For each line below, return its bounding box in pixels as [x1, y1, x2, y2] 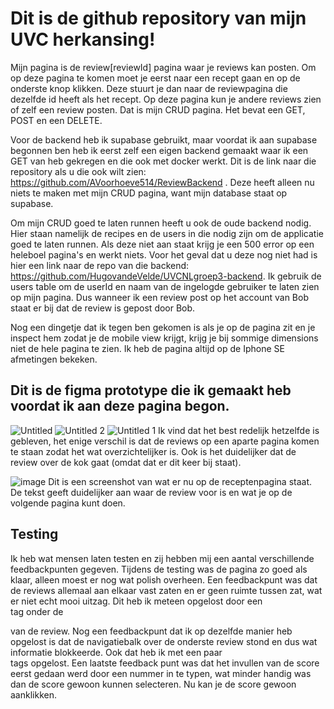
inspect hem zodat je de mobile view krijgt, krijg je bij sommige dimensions [10, 332, 319, 344]
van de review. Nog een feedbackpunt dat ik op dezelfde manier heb [10, 625, 293, 637]
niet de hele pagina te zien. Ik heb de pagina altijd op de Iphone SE [10, 342, 285, 354]
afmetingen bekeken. [10, 353, 98, 365]
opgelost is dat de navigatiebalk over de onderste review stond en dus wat [10, 635, 318, 647]
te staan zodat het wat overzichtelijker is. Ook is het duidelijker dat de [10, 445, 297, 457]
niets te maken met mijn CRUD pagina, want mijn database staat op [10, 187, 288, 199]
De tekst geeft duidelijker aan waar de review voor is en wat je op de [10, 486, 293, 498]
